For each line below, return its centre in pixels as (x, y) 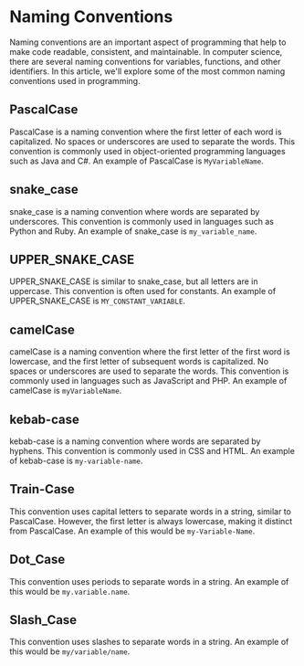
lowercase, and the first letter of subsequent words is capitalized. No (139, 362)
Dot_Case (37, 560)
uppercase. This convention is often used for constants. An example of (143, 291)
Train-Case (42, 489)
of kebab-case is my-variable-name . (76, 460)
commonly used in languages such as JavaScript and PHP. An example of (148, 381)
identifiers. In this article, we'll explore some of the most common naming (147, 71)
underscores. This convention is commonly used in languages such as (142, 221)
